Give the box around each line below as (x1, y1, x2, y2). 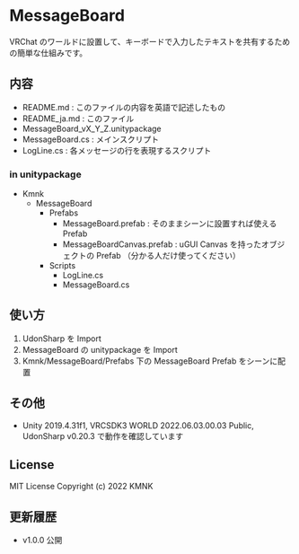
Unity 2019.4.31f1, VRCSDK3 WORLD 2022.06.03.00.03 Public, (22, 419, 254, 431)
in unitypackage (9, 168, 83, 180)
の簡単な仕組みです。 (9, 47, 88, 58)
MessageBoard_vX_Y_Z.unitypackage (22, 123, 162, 134)
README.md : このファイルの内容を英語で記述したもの (22, 101, 226, 112)
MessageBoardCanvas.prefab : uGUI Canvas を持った (62, 239, 262, 250)
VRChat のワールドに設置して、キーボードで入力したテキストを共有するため (9, 36, 291, 47)
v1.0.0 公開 (22, 535, 63, 546)
